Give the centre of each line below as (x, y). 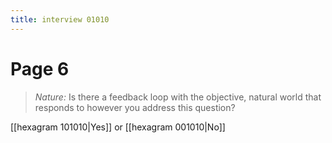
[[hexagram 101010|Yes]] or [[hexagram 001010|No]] (118, 127)
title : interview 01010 (60, 19)
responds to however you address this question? (135, 107)
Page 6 (40, 68)
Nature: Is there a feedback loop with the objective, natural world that (178, 97)
